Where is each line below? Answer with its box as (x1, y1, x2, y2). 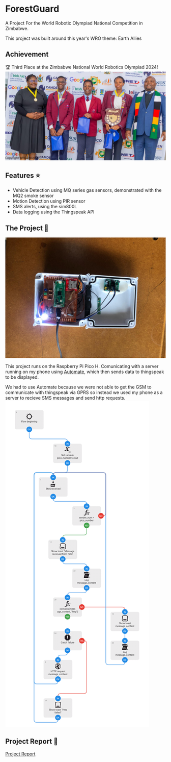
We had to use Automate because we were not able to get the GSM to (5, 384, 152, 390)
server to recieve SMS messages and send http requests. (5, 395, 126, 401)
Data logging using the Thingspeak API (12, 209, 95, 215)
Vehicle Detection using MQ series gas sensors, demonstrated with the (12, 187, 162, 193)
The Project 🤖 (5, 224, 49, 232)
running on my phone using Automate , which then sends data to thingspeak (5, 368, 164, 375)
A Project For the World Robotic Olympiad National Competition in (5, 20, 143, 26)
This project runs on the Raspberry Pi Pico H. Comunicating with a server (5, 363, 159, 369)
